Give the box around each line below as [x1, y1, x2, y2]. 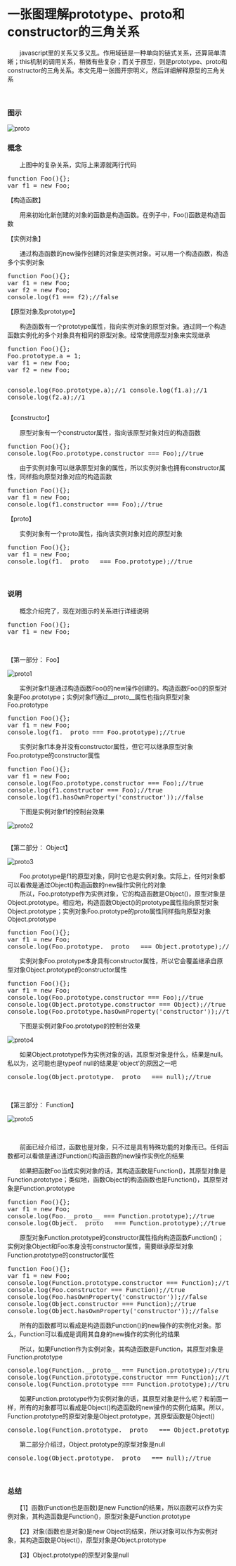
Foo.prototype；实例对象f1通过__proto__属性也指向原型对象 [19, 693, 191, 701]
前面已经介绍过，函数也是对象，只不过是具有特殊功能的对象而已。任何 [19, 1142, 223, 1151]
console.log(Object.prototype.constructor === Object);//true [7, 1000, 226, 1008]
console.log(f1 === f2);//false [7, 293, 119, 301]
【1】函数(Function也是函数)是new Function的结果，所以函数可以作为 [19, 1503, 217, 1512]
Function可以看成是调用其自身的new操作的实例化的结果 [19, 1329, 181, 1338]
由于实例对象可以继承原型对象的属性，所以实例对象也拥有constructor [19, 463, 220, 471]
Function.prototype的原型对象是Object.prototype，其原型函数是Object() [7, 1411, 216, 1420]
